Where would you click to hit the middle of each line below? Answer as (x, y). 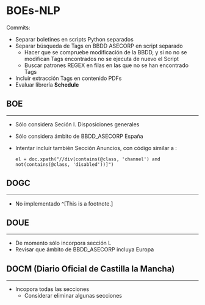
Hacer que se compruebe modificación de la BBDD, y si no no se (106, 52)
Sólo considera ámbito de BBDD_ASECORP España (79, 136)
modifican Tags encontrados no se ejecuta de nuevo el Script (101, 59)
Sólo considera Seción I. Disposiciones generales (77, 124)
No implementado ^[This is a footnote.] (64, 203)
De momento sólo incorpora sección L (63, 243)
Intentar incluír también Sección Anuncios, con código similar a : (96, 148)
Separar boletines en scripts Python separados (74, 39)
